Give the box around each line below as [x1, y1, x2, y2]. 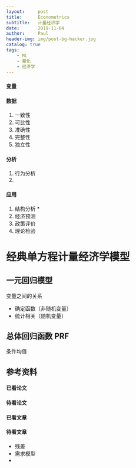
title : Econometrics [6, 14, 69, 20]
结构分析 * [14, 205, 40, 212]
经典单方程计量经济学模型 [6, 250, 131, 264]
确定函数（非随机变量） [14, 305, 72, 312]
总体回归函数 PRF [6, 331, 69, 341]
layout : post [6, 8, 49, 15]
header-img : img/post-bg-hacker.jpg [6, 36, 96, 42]
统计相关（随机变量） [14, 312, 67, 319]
